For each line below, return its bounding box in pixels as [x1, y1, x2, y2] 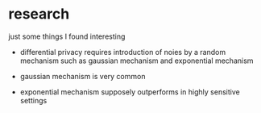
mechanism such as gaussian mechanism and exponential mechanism [19, 56, 254, 65]
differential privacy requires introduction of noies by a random [19, 47, 226, 56]
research [8, 5, 70, 23]
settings [19, 95, 48, 105]
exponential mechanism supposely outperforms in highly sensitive [19, 86, 240, 97]
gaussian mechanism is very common [19, 71, 146, 81]
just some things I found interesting [8, 31, 126, 41]
